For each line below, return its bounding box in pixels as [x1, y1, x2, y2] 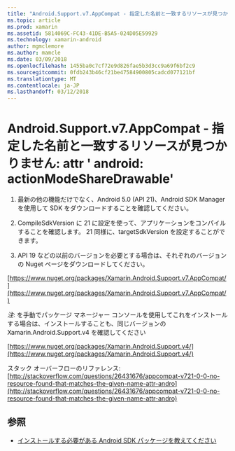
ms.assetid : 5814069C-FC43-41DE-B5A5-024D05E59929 [7, 29, 158, 37]
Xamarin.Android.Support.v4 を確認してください [7, 328, 146, 337]
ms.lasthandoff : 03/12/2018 [7, 88, 90, 95]
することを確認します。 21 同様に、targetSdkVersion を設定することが [17, 228, 219, 236]
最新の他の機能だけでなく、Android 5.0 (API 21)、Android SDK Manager [17, 195, 225, 204]
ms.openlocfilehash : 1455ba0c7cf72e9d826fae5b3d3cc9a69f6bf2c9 [7, 62, 196, 69]
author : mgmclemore [7, 43, 64, 50]
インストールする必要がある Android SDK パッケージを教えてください [17, 436, 217, 445]
